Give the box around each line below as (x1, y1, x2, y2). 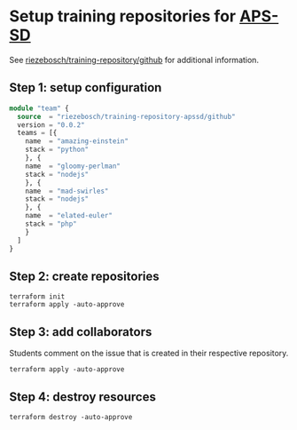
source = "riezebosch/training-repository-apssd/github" (17, 112, 237, 121)
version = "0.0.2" (17, 120, 86, 130)
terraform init (9, 292, 66, 301)
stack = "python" (25, 145, 90, 155)
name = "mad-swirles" (25, 187, 109, 195)
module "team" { (9, 104, 69, 113)
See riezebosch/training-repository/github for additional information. (9, 54, 260, 65)
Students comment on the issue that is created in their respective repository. (9, 348, 289, 359)
